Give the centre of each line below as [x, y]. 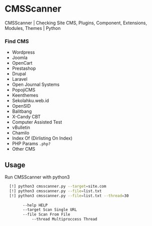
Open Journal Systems [36, 84]
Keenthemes [25, 95]
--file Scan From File [47, 215]
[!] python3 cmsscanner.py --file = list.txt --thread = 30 [69, 196]
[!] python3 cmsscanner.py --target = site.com [58, 187]
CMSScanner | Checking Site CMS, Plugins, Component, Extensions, [76, 23]
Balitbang [22, 111]
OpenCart [22, 63]
